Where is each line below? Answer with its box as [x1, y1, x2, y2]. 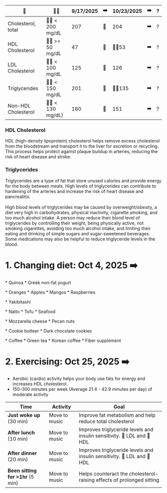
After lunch [7, 429, 35, 436]
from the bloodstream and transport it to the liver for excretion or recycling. [5, 143, 159, 149]
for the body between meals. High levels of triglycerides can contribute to [5, 183, 157, 189]
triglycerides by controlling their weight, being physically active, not [5, 220, 144, 226]
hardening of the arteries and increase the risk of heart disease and [5, 188, 144, 194]
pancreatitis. [5, 193, 31, 199]
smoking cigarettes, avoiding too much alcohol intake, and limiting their [5, 225, 151, 231]
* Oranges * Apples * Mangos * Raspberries [5, 289, 96, 295]
